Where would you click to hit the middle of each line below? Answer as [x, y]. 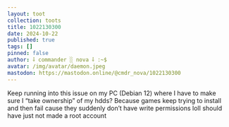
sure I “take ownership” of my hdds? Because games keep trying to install [114, 100]
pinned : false [28, 54]
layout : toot [26, 14]
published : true [31, 40]
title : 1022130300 [34, 27]
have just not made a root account [57, 115]
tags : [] [20, 47]
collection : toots [34, 20]
